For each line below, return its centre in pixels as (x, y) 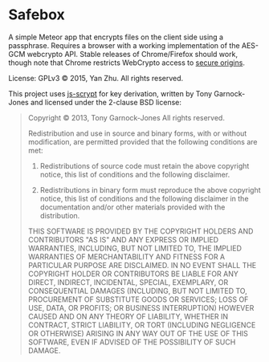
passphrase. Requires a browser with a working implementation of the (124, 45)
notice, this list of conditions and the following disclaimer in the (144, 198)
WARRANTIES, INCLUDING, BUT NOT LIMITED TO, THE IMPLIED (135, 248)
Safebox (37, 15)
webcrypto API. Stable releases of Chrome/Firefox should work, (132, 54)
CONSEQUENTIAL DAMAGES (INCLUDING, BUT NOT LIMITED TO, (137, 291)
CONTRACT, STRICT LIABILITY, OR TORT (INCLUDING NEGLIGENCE (142, 325)
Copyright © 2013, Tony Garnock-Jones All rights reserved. (126, 117)
